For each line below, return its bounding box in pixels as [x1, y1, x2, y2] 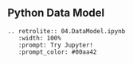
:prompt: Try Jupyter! [18, 41, 93, 49]
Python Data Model [7, 6, 105, 20]
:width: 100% [18, 34, 61, 42]
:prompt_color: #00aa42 [18, 47, 97, 56]
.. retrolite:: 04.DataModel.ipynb [7, 27, 126, 35]
